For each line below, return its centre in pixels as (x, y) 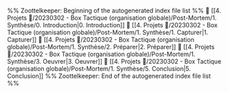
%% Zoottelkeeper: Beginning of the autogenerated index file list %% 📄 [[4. (114, 11)
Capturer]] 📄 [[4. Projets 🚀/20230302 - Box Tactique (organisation (101, 40)
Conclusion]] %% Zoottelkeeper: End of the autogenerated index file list (109, 76)
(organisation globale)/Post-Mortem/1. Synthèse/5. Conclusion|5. (99, 69)
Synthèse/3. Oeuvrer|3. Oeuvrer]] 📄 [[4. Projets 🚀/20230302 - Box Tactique (114, 61)
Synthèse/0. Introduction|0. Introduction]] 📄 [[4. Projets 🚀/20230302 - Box (112, 25)
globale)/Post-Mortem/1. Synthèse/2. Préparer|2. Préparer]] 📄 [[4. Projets (111, 47)
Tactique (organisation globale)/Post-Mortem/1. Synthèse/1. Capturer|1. (108, 32)
